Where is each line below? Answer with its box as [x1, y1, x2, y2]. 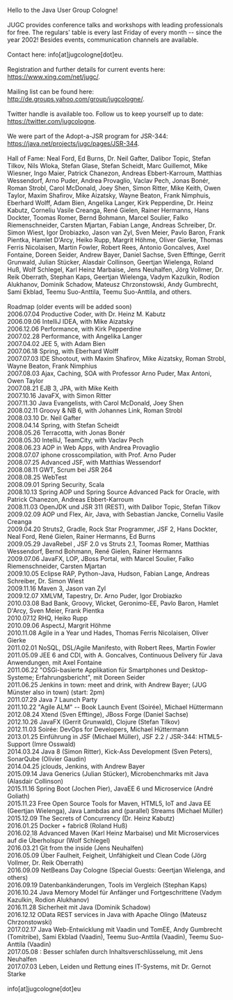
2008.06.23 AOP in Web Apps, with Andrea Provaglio [7, 443, 160, 452]
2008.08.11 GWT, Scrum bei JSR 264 [7, 465, 113, 474]
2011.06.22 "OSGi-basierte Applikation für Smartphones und [7, 666, 180, 674]
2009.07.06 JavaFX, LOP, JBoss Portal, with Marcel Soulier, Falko [7, 555, 195, 562]
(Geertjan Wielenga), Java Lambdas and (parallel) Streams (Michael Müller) [7, 807, 224, 815]
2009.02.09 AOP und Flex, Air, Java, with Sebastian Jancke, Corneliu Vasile [7, 510, 224, 518]
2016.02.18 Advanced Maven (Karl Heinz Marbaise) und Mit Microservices [7, 829, 220, 837]
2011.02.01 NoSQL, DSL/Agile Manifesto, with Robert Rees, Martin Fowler [7, 643, 216, 652]
